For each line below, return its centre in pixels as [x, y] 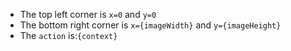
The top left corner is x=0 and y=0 [88, 14]
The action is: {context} [68, 35]
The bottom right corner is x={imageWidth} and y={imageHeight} [150, 25]
